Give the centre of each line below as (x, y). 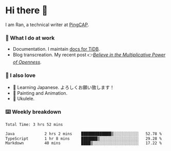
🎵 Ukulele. (24, 98)
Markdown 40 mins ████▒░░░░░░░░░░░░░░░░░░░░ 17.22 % (83, 143)
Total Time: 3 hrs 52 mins (34, 124)
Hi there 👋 (26, 10)
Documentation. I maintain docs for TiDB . (56, 49)
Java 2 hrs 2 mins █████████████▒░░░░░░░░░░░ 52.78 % (83, 134)
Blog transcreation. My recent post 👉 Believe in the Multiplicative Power (89, 55)
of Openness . (27, 62)
